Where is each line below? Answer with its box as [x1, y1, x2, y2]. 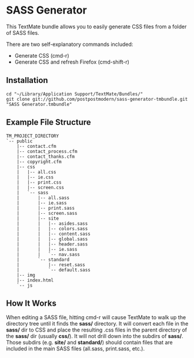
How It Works [6, 298, 57, 308]
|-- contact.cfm [16, 143, 57, 149]
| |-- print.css [16, 179, 62, 185]
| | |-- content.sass [16, 231, 91, 237]
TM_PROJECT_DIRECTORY [6, 133, 59, 139]
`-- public [6, 138, 33, 144]
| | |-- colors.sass [16, 226, 88, 231]
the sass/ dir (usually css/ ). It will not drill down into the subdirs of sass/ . [6, 333, 183, 340]
